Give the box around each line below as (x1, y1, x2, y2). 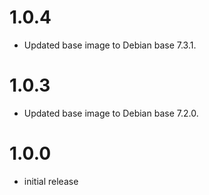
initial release (23, 175, 79, 187)
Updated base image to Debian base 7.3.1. (23, 39, 197, 51)
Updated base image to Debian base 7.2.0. (23, 107, 199, 119)
